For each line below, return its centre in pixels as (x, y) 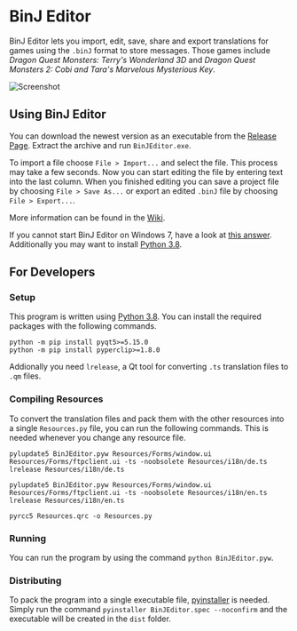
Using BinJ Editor (58, 114)
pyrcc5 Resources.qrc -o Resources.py (81, 516)
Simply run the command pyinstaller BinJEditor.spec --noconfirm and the (148, 610)
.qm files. (25, 376)
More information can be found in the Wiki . (87, 217)
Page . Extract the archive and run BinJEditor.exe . (100, 145)
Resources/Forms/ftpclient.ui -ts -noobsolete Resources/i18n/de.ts (138, 461)
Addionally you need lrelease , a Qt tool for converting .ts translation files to (149, 367)
